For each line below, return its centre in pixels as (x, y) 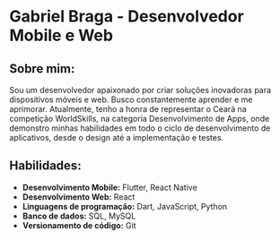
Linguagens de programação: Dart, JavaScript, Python (125, 206)
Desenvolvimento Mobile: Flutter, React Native (109, 187)
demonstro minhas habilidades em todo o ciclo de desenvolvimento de (140, 128)
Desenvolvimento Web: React (79, 197)
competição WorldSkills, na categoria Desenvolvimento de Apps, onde (140, 119)
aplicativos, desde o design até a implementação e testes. (117, 137)
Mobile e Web (61, 35)
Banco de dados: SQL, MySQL (79, 216)
